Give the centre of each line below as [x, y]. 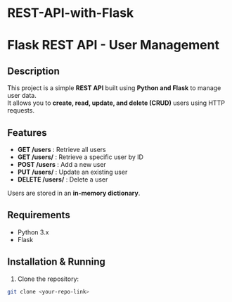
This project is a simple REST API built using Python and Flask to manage [114, 88]
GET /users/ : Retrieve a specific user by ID [80, 157]
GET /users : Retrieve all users [62, 150]
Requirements [39, 215]
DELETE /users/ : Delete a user [63, 180]
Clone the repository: [48, 279]
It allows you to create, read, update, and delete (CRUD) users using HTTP [116, 103]
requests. [21, 111]
